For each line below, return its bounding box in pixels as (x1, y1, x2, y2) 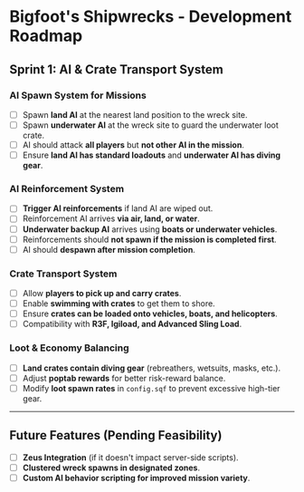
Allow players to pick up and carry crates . (22, 288, 182, 299)
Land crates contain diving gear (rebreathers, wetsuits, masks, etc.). (22, 362, 281, 373)
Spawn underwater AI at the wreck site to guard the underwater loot (22, 120, 279, 130)
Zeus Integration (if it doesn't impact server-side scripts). (22, 451, 239, 463)
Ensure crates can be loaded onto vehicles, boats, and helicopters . (22, 308, 278, 319)
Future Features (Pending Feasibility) (9, 428, 223, 443)
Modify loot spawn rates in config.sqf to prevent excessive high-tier (22, 382, 280, 393)
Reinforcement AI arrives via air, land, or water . (22, 213, 201, 224)
